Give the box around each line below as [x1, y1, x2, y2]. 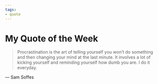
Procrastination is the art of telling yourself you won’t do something [17, 49, 153, 55]
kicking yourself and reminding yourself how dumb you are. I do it [17, 59, 150, 65]
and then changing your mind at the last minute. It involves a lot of [17, 55, 151, 60]
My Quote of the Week [5, 33, 98, 44]
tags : [5, 7, 16, 12]
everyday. [17, 65, 38, 71]
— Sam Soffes [5, 74, 34, 80]
